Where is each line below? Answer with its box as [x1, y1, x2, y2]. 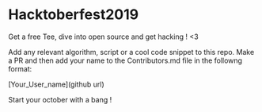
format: [8, 64, 32, 73]
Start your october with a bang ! [8, 95, 112, 104]
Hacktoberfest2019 [8, 6, 139, 24]
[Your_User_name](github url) [8, 79, 104, 89]
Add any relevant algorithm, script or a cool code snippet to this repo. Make [8, 47, 255, 56]
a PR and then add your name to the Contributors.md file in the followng [8, 56, 243, 65]
